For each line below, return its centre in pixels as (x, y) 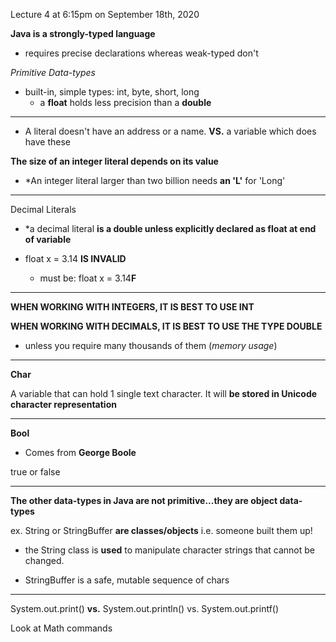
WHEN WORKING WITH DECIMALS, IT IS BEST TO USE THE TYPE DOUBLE (166, 326)
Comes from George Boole (80, 452)
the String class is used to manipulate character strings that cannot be (169, 550)
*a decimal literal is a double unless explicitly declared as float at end (170, 228)
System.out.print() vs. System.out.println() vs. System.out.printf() (145, 608)
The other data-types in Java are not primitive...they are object (144, 500)
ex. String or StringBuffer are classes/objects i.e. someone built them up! (161, 530)
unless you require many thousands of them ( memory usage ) (151, 345)
